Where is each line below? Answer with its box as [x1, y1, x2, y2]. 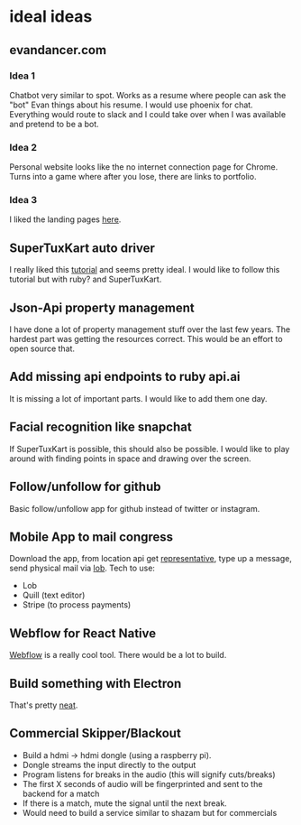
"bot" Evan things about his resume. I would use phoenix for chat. [9, 99, 254, 110]
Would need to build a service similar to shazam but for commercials [22, 807, 278, 818]
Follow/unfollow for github [9, 479, 161, 495]
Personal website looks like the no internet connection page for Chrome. [9, 162, 278, 172]
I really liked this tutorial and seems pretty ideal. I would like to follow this [9, 264, 280, 275]
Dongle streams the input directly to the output [22, 759, 196, 770]
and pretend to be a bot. [9, 118, 99, 129]
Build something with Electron [9, 675, 182, 691]
